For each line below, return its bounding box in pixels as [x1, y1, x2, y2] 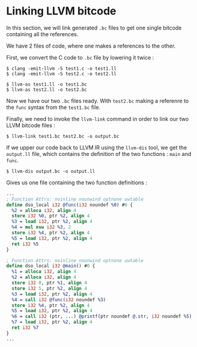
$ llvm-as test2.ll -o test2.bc [6, 86, 87, 93]
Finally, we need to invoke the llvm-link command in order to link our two [6, 115, 189, 122]
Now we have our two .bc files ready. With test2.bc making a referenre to [6, 97, 189, 104]
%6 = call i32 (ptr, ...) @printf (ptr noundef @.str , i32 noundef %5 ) [11, 313, 192, 320]
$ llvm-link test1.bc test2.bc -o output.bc [6, 133, 120, 139]
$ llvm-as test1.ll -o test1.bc [6, 81, 87, 87]
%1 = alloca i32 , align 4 [11, 269, 77, 275]
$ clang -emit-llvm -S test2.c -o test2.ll [6, 70, 117, 77]
